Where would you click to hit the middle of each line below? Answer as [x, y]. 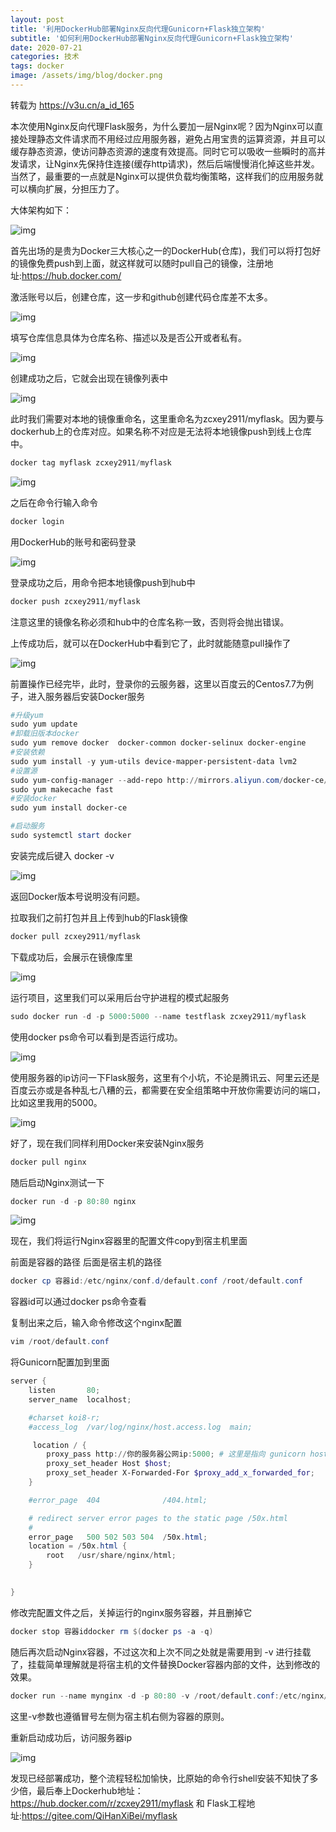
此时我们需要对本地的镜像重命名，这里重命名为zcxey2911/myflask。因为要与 [167, 418]
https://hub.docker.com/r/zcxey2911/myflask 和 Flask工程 [128, 1803]
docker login [37, 521]
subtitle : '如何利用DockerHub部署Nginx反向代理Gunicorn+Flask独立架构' [152, 38]
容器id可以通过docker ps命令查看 [78, 1302]
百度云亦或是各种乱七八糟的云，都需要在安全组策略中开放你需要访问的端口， [168, 1090]
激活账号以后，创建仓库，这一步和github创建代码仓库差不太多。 [141, 297]
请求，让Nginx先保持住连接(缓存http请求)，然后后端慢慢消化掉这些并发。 [169, 163]
